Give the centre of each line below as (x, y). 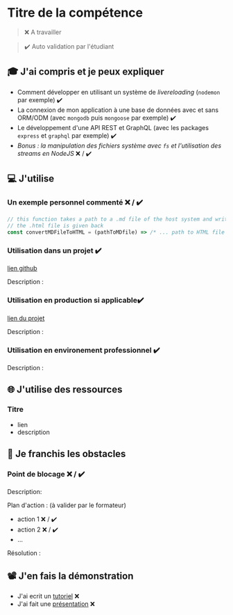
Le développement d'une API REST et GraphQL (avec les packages (113, 127)
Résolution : (24, 553)
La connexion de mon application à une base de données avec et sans (118, 110)
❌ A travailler (43, 32)
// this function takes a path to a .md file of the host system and (110, 219)
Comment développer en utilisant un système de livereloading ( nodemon (119, 92)
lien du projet (26, 318)
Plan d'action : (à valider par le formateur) (67, 505)
